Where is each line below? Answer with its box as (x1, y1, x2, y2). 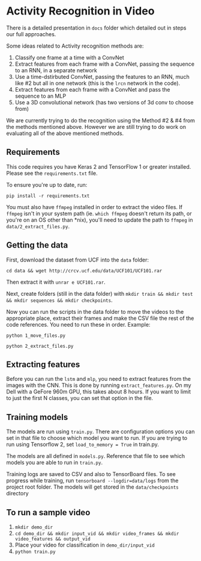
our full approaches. (6, 30, 56, 37)
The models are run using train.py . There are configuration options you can (6, 428, 195, 435)
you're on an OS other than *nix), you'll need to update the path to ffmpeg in (6, 216, 193, 224)
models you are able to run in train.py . (6, 459, 103, 466)
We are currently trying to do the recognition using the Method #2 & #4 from (6, 116, 195, 124)
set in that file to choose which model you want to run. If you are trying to (6, 434, 188, 442)
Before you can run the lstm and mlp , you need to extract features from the (6, 375, 191, 383)
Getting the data (6, 240, 68, 251)
